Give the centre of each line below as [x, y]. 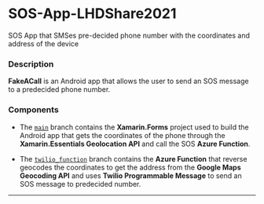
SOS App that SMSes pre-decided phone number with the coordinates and [129, 35]
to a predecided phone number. [59, 89]
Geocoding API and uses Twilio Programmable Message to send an [130, 175]
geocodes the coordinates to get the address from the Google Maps [130, 167]
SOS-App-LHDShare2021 [92, 14]
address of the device [44, 43]
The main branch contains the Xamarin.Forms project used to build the [134, 127]
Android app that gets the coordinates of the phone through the [122, 135]
